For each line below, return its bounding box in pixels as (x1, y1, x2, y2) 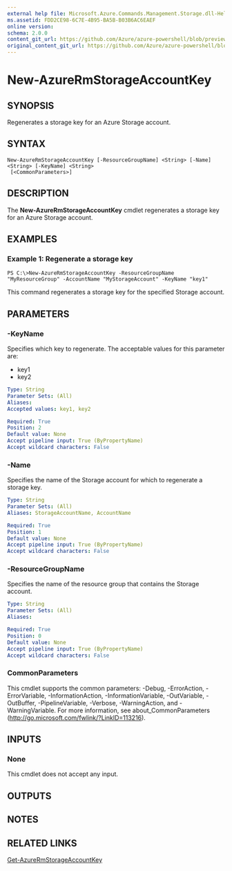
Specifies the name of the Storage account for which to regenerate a (7, 476, 203, 484)
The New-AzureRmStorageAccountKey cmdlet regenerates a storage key (7, 206, 220, 214)
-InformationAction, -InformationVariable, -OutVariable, (48, 691, 205, 700)
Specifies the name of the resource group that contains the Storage (7, 580, 200, 588)
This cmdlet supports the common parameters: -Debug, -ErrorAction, (7, 684, 205, 692)
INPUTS (7, 734, 41, 746)
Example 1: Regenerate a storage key (7, 254, 133, 263)
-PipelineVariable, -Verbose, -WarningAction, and (37, 698, 178, 707)
